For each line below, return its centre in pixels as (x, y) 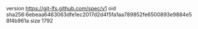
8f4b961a (18, 21)
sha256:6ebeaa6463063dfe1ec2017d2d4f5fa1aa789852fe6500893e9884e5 (99, 14)
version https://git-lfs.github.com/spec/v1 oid (61, 8)
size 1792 (42, 21)
